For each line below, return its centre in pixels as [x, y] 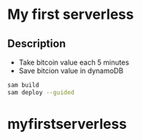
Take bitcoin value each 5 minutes [74, 62]
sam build [24, 85]
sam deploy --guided [41, 92]
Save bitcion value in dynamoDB [71, 71]
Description [36, 44]
